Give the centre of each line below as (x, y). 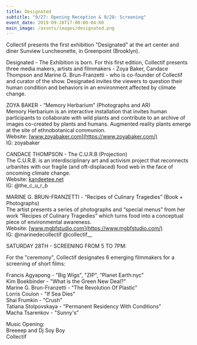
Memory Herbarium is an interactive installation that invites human (87, 111)
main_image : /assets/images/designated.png (60, 28)
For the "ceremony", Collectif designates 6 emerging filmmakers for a (91, 258)
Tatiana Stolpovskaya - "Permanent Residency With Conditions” (83, 307)
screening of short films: (36, 264)
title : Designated (29, 11)
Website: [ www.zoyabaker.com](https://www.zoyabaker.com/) (82, 137)
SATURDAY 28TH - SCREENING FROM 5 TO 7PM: (66, 246)
